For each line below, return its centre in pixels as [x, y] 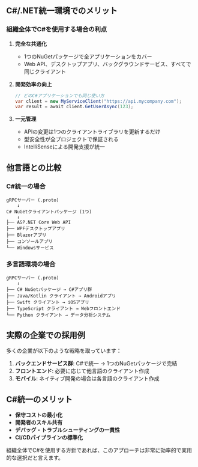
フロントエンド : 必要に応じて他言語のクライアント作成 [82, 371]
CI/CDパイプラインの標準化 [49, 437]
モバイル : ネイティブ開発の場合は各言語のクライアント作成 [87, 379]
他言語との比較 [34, 167]
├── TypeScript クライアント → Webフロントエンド [64, 309]
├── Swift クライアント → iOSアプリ [48, 302]
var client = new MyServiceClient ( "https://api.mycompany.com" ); [98, 101]
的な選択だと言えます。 [35, 457]
